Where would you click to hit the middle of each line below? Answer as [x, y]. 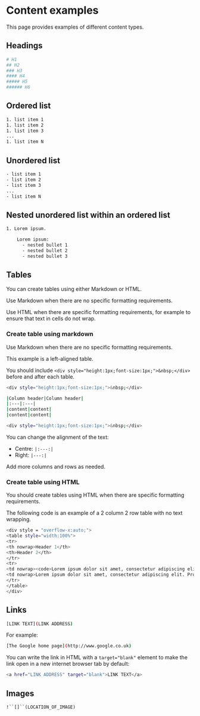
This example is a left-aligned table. [50, 358]
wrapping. [19, 520]
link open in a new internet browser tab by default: [68, 664]
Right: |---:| [31, 455]
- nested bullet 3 [45, 256]
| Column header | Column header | [45, 398]
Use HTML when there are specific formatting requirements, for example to [99, 312]
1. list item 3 [25, 131]
